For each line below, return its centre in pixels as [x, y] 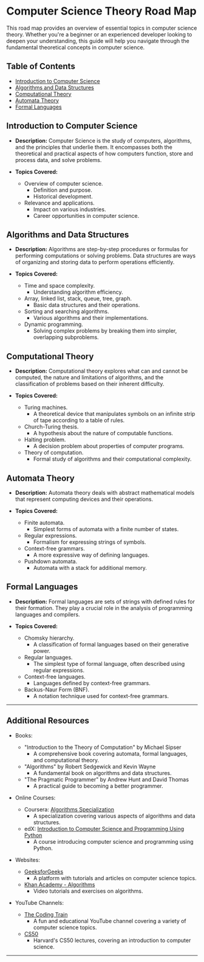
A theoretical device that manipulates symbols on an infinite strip [114, 414]
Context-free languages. [55, 676]
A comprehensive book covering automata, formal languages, [110, 753]
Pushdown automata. [51, 561]
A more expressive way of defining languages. [91, 555]
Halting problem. [45, 440]
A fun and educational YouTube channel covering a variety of [110, 921]
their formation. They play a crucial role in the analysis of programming [104, 608]
